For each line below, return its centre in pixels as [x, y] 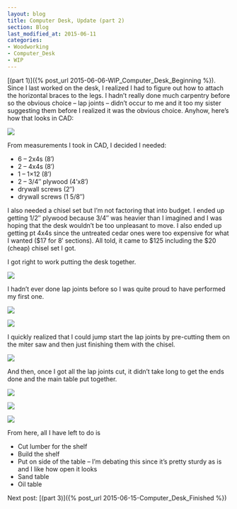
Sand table [33, 476]
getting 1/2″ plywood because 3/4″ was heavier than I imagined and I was [115, 218]
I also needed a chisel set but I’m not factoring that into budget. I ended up [116, 210]
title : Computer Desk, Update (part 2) [66, 21]
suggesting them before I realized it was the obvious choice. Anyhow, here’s [118, 110]
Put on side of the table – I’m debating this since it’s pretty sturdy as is [120, 461]
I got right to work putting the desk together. [72, 262]
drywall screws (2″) [46, 189]
